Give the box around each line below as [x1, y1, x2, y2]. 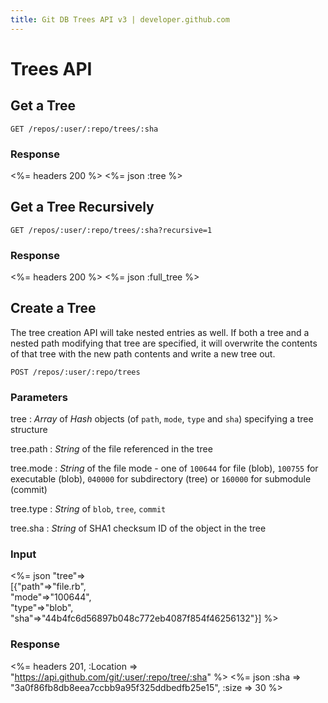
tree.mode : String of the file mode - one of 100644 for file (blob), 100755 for [10, 462, 319, 475]
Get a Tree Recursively [10, 199, 155, 216]
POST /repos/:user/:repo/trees [10, 367, 141, 377]
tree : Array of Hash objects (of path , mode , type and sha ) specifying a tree [10, 413, 314, 425]
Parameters [10, 390, 68, 404]
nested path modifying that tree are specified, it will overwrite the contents [10, 337, 318, 349]
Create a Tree [10, 300, 97, 317]
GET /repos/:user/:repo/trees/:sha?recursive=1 [10, 225, 213, 235]
